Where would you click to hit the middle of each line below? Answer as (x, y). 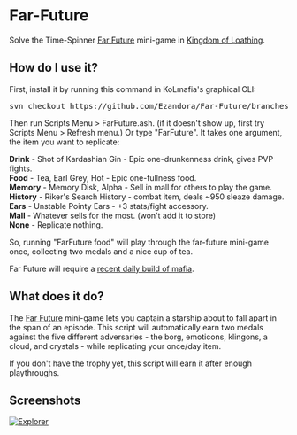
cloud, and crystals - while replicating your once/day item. (115, 346)
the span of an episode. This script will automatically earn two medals (136, 327)
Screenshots (45, 400)
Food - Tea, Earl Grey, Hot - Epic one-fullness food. (103, 177)
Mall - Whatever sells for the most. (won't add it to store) (113, 215)
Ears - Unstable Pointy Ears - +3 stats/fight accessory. (109, 206)
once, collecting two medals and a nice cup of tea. (101, 251)
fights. (21, 168)
